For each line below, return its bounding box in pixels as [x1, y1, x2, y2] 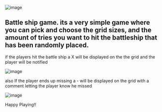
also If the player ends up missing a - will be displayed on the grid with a [5, 78, 149, 84]
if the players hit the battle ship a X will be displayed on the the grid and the [5, 54, 156, 60]
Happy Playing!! [5, 101, 37, 107]
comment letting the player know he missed [5, 83, 92, 89]
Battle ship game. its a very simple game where [5, 18, 150, 27]
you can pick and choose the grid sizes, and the [5, 26, 151, 34]
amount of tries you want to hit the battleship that [5, 34, 157, 42]
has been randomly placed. [5, 41, 89, 49]
